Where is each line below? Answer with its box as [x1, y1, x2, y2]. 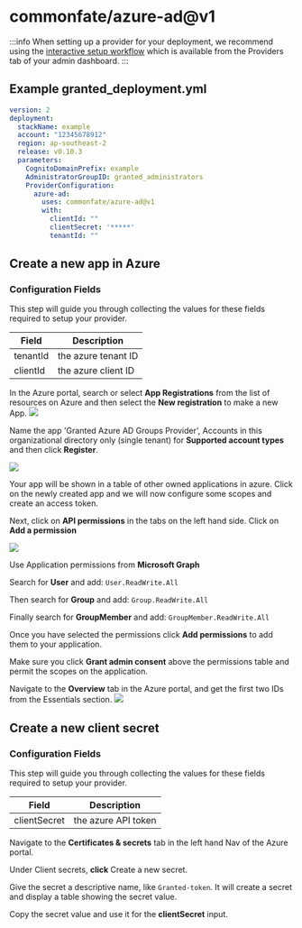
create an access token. [9, 498, 99, 509]
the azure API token [73, 814, 157, 827]
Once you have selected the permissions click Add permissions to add [9, 629, 273, 640]
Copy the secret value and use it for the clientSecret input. [9, 909, 228, 920]
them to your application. [9, 639, 102, 650]
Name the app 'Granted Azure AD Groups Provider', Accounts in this [9, 426, 263, 436]
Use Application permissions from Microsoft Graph [9, 559, 200, 570]
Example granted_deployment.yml [9, 81, 207, 96]
